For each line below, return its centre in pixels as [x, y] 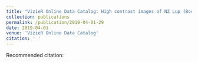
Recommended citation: [35, 55]
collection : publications [38, 17]
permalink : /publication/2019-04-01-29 [55, 22]
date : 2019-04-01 [27, 28]
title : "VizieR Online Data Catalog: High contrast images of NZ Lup [93, 11]
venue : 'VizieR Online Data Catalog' [52, 33]
